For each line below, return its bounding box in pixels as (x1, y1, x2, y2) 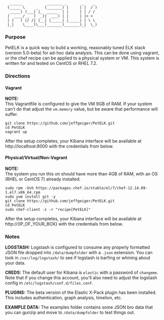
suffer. (5, 112, 18, 117)
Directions (5, 73, 30, 80)
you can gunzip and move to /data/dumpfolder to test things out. (5, 309, 136, 315)
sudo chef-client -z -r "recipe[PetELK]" (5, 207, 91, 212)
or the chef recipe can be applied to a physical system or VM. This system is (5, 55, 160, 61)
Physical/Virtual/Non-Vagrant (5, 155, 68, 161)
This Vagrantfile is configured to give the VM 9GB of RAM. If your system (5, 101, 153, 107)
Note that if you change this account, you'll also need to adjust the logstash (5, 274, 158, 281)
